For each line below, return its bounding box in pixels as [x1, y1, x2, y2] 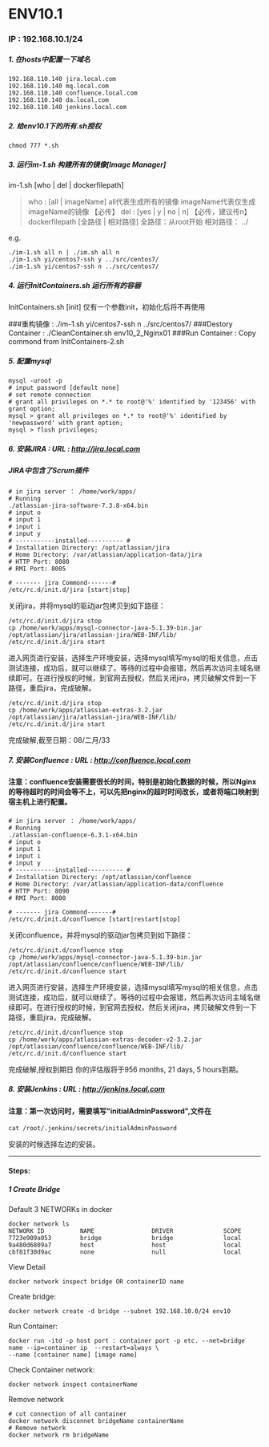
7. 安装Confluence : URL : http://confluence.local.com [8, 755, 191, 764]
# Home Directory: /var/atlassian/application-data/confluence [8, 880, 224, 888]
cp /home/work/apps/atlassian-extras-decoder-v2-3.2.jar [8, 1036, 203, 1044]
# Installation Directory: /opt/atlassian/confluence [8, 873, 192, 881]
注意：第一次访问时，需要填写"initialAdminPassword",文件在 [8, 1106, 212, 1116]
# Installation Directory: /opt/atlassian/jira [8, 544, 171, 552]
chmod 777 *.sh [8, 142, 59, 150]
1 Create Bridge [8, 1184, 61, 1194]
